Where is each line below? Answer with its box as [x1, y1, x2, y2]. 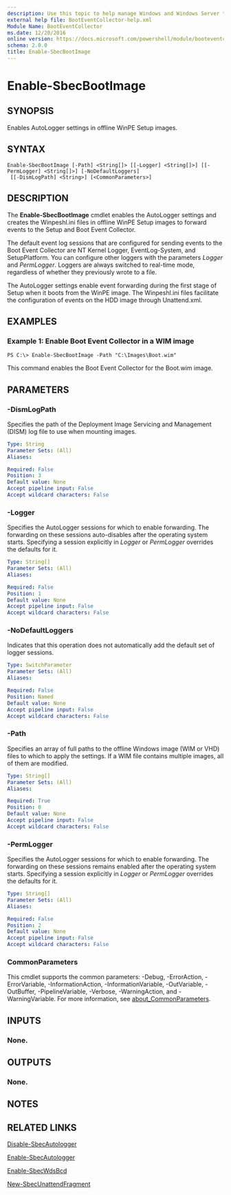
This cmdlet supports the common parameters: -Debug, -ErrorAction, [7, 973, 204, 981]
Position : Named [7, 693, 54, 700]
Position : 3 [7, 472, 41, 479]
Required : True [7, 798, 51, 804]
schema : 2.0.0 [7, 42, 48, 49]
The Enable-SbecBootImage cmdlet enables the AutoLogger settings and [7, 210, 217, 219]
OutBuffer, [7, 987, 36, 996]
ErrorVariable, [7, 980, 47, 989]
